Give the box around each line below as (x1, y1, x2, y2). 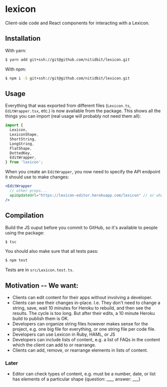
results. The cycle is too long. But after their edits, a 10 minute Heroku (12, 310, 155, 316)
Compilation (5, 211, 44, 220)
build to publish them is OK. (12, 315, 69, 321)
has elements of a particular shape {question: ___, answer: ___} (12, 376, 141, 382)
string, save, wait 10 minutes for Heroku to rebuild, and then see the (12, 305, 151, 311)
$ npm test (5, 258, 28, 263)
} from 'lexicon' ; (5, 160, 43, 165)
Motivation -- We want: (5, 281, 79, 290)
